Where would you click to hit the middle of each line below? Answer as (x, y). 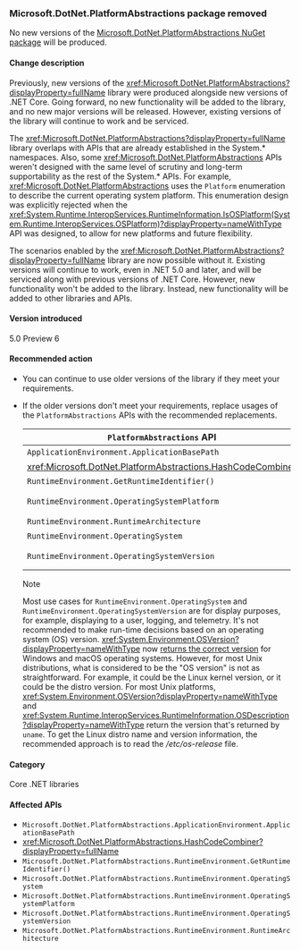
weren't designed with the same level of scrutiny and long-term (126, 166)
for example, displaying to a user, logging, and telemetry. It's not (140, 620)
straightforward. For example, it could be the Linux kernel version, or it (151, 677)
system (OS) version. (61, 639)
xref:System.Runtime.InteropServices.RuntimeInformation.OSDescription (156, 715)
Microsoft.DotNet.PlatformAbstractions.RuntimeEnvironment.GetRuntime (156, 861)
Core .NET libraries (44, 785)
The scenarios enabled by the (64, 250)
